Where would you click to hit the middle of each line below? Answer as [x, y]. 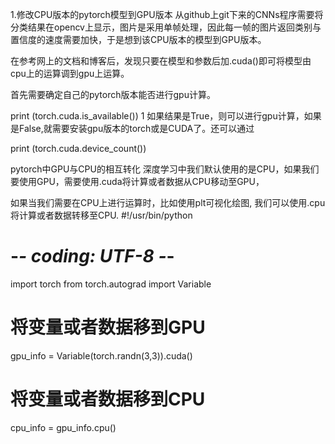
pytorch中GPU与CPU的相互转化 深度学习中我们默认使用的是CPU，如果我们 [165, 169]
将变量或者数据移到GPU [108, 327]
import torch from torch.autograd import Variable [111, 284]
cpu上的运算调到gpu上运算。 [70, 73]
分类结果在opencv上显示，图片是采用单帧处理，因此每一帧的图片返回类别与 [166, 27]
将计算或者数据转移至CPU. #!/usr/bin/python [101, 215]
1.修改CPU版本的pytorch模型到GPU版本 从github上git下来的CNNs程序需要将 [167, 14]
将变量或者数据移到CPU [108, 399]
